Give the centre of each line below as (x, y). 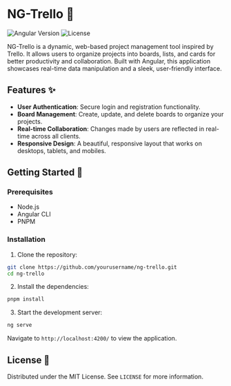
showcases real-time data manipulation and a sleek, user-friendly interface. (114, 68)
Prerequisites (30, 192)
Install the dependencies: (53, 287)
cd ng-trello (26, 274)
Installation (27, 239)
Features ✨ (31, 90)
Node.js (28, 207)
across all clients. (56, 136)
